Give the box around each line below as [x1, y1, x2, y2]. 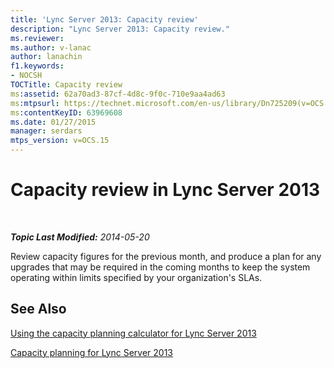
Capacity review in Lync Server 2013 [10, 179, 321, 201]
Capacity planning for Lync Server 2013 [10, 346, 173, 358]
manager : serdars [10, 126, 83, 136]
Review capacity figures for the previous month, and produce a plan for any [10, 250, 322, 262]
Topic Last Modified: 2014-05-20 [10, 231, 150, 243]
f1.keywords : [10, 61, 65, 71]
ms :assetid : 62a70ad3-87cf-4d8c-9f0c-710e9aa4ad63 [10, 89, 226, 99]
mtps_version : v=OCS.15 [10, 136, 110, 146]
